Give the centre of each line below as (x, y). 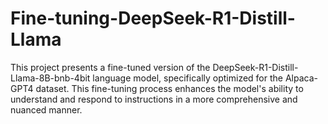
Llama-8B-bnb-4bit (50, 78)
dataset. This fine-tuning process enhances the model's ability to (169, 88)
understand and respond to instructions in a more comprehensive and (154, 99)
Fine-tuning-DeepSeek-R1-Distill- (153, 18)
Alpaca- (301, 78)
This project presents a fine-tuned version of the (110, 67)
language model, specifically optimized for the (187, 78)
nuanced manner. (46, 109)
